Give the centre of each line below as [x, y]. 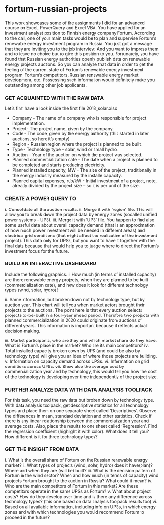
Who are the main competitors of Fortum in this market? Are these [72, 486]
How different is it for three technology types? [51, 437]
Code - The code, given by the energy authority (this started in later [81, 134]
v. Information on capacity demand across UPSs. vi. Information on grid [77, 361]
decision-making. [23, 331]
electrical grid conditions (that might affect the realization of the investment [81, 235]
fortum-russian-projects [56, 9]
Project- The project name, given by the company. [63, 129]
